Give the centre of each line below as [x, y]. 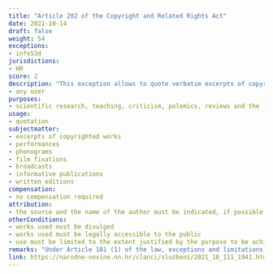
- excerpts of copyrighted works [65, 136]
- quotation [28, 122]
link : [17, 257]
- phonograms [30, 152]
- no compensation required [56, 197]
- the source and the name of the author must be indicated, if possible [136, 212]
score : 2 [23, 76]
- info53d [25, 54]
